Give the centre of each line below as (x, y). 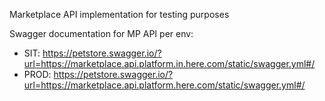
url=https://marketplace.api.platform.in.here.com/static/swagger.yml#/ (169, 63)
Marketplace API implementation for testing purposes (119, 14)
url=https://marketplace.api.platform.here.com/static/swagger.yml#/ (164, 85)
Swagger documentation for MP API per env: (101, 33)
